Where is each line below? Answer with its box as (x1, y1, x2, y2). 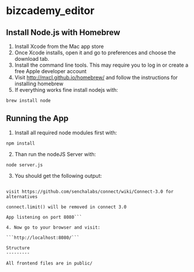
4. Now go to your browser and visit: (6, 224, 101, 230)
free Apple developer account (14, 68, 86, 74)
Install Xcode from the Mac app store (14, 43, 104, 50)
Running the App (6, 113, 69, 123)
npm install (6, 140, 35, 146)
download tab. (14, 56, 50, 62)
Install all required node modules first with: (14, 129, 117, 136)
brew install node (6, 98, 51, 104)
